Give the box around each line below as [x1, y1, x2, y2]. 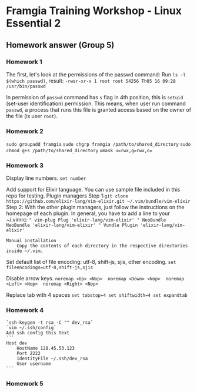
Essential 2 [6, 16, 61, 30]
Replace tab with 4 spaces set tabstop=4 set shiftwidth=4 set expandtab [6, 292, 188, 299]
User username [16, 360, 51, 367]
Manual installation [6, 238, 57, 244]
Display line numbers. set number [6, 175, 86, 182]
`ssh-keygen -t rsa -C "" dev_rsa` [6, 319, 94, 326]
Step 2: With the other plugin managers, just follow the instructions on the [6, 204, 185, 211]
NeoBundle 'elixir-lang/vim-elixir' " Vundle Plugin [6, 222, 138, 229]
